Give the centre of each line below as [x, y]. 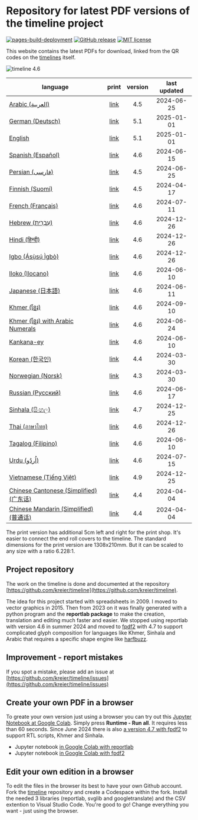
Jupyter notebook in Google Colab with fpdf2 [70, 753]
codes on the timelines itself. [41, 57]
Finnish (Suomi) [31, 188]
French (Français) [34, 205]
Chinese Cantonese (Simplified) [53, 490]
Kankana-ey [27, 341]
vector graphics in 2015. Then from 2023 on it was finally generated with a [97, 607]
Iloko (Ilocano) [29, 273]
